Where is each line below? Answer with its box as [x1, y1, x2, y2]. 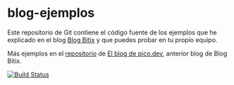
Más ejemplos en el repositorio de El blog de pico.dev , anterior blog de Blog [7, 49, 228, 58]
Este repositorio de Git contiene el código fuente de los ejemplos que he [7, 28, 217, 37]
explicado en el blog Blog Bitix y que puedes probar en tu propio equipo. [7, 35, 218, 44]
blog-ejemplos [7, 5, 95, 21]
